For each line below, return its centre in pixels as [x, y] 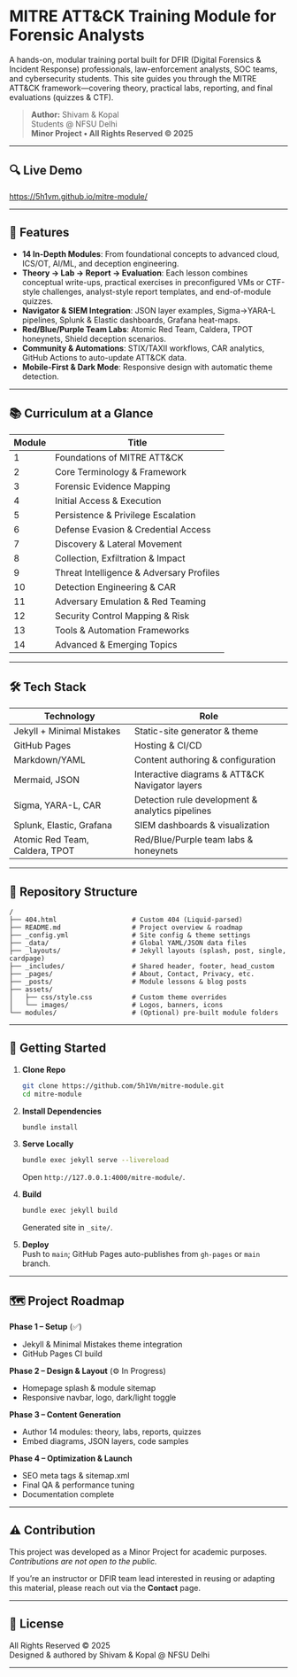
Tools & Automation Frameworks [122, 631]
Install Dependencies [61, 1111]
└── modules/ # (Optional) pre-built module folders [144, 1013]
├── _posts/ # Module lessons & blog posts [128, 982]
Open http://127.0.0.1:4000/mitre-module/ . [103, 1177]
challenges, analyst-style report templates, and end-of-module [156, 291]
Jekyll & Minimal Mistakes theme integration [102, 1344]
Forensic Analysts [77, 35]
